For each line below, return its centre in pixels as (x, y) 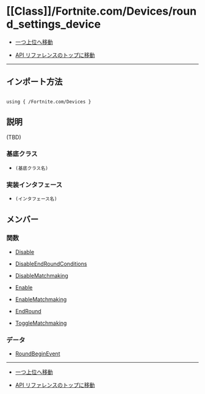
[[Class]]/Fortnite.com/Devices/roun (102, 11)
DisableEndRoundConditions (51, 264)
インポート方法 (34, 82)
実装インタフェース (34, 185)
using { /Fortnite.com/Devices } (49, 102)
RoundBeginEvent (38, 354)
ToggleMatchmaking (41, 323)
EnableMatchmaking (41, 299)
